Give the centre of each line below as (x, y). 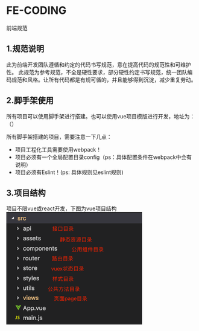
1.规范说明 (25, 49)
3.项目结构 (26, 193)
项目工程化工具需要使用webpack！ (58, 149)
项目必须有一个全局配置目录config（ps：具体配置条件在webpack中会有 (103, 157)
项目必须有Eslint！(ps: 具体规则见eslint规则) (69, 172)
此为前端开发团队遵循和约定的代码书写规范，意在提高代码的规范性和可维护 (99, 65)
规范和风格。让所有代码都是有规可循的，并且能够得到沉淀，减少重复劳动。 (104, 80)
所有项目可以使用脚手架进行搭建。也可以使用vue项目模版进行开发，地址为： (101, 116)
